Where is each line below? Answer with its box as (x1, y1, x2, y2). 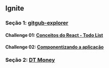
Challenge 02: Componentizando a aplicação (5, 43, 104, 50)
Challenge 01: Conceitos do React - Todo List (5, 32, 103, 38)
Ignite (5, 4, 24, 13)
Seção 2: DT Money (5, 56, 56, 63)
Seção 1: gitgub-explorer (5, 19, 68, 27)
